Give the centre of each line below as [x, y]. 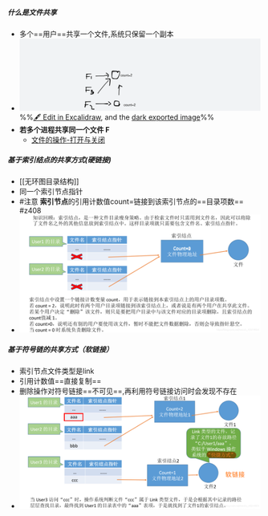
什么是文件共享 [32, 12]
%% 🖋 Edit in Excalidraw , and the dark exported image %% [116, 117]
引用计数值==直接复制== [60, 381]
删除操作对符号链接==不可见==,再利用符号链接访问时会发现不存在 [128, 391]
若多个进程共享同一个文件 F [64, 129]
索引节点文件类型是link [57, 371]
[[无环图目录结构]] [49, 181]
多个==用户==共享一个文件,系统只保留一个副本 [96, 34]
